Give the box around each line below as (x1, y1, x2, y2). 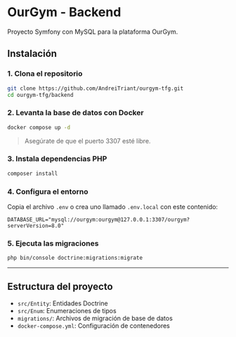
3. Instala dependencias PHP (7, 154, 107, 164)
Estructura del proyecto (7, 280, 114, 292)
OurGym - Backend (7, 4, 122, 20)
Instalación (7, 48, 58, 60)
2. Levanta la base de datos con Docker (7, 108, 144, 118)
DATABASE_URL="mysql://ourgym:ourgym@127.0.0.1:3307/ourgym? (7, 216, 190, 223)
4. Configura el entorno (7, 187, 88, 197)
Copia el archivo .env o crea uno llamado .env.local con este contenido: (7, 203, 218, 211)
